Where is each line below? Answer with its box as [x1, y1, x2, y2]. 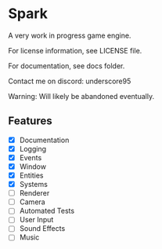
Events [19, 152, 42, 162]
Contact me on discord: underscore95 [8, 76, 131, 86]
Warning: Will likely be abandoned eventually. [8, 91, 155, 101]
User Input [19, 215, 54, 225]
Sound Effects [19, 224, 66, 233]
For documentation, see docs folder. [8, 60, 125, 71]
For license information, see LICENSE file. [8, 46, 142, 55]
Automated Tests [19, 206, 75, 216]
